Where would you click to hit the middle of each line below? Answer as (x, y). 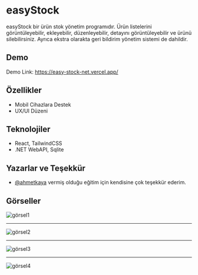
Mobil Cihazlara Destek (43, 104)
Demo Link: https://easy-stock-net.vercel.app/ (62, 72)
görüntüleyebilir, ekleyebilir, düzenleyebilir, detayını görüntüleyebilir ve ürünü (99, 32)
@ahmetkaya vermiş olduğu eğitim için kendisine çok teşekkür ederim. (100, 183)
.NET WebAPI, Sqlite (39, 150)
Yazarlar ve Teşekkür (46, 168)
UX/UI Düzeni (31, 111)
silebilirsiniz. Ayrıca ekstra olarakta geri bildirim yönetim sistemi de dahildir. (97, 39)
